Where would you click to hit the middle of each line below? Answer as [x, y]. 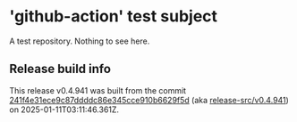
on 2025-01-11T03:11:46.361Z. [64, 110]
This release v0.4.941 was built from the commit [98, 90]
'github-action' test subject [113, 16]
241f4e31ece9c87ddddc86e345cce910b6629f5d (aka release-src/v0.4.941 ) [149, 100]
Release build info [60, 69]
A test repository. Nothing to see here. [80, 41]
